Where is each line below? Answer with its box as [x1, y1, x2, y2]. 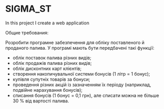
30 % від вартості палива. [12, 97, 69, 104]
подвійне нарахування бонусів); [12, 87, 83, 93]
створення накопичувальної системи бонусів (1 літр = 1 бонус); [12, 70, 150, 77]
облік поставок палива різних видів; [12, 54, 92, 61]
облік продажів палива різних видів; [12, 60, 92, 66]
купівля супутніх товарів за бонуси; [12, 76, 90, 82]
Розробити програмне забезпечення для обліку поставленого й [5, 39, 145, 46]
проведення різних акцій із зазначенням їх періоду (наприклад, [12, 82, 151, 88]
